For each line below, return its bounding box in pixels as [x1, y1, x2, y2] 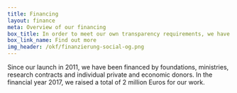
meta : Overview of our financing [7, 23, 106, 31]
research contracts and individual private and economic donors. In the [7, 70, 213, 79]
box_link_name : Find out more [7, 37, 97, 44]
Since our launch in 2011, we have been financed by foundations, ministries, [7, 63, 229, 71]
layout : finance [7, 17, 55, 24]
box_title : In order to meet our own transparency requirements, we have [7, 30, 231, 38]
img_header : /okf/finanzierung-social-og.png [7, 43, 144, 50]
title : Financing [7, 10, 59, 18]
